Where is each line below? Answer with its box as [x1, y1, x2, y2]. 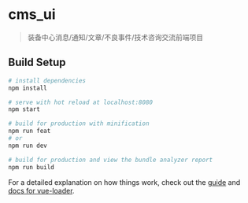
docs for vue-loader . [8, 186, 75, 195]
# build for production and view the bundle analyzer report [8, 156, 213, 164]
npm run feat [8, 127, 51, 135]
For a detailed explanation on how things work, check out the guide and [8, 177, 241, 186]
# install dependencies [8, 76, 87, 84]
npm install [8, 84, 47, 92]
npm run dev [8, 142, 47, 149]
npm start [8, 105, 41, 113]
